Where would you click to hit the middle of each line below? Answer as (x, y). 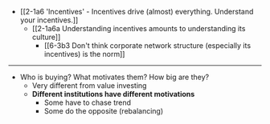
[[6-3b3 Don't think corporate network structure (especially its (147, 46)
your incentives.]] (49, 20)
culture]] (46, 37)
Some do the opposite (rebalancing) (104, 111)
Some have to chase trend (87, 102)
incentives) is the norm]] (84, 54)
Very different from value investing (89, 86)
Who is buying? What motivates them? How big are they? (115, 77)
